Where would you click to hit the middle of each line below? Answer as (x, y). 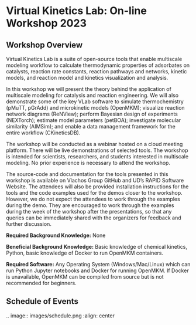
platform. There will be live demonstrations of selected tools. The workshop (97, 150)
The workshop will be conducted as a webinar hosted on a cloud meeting (94, 144)
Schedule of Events (42, 301)
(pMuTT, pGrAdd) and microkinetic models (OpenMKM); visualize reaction (96, 108)
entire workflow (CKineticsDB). (43, 133)
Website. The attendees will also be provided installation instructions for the (97, 187)
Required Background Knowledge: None (56, 235)
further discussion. (29, 224)
